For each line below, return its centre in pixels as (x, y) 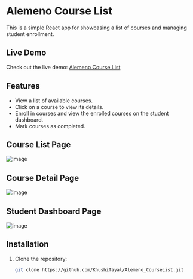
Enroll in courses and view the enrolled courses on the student (92, 113)
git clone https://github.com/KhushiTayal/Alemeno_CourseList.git (99, 270)
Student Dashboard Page (54, 211)
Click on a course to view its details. (59, 107)
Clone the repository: (41, 259)
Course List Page (39, 145)
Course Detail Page (43, 178)
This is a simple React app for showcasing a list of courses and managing (96, 28)
